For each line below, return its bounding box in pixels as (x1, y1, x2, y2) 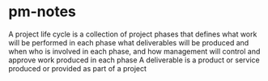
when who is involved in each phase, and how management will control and (8, 46, 261, 56)
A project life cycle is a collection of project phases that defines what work (8, 29, 257, 39)
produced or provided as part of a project (8, 63, 147, 73)
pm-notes (8, 2, 77, 21)
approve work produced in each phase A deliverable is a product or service (8, 55, 261, 65)
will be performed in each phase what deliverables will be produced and (8, 37, 249, 47)
